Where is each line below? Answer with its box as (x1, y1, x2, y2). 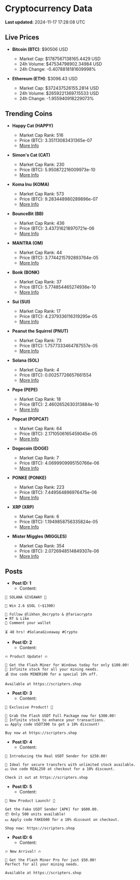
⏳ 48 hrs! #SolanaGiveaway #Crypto (5, 630, 78, 635)
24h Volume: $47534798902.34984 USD (19, 61, 102, 66)
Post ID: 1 (12, 580, 32, 586)
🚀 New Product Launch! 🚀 (5, 798, 55, 803)
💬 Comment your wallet (5, 620, 51, 626)
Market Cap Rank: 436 (19, 220, 65, 226)
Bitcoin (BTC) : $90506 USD (12, 46, 68, 52)
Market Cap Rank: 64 (19, 425, 62, 431)
